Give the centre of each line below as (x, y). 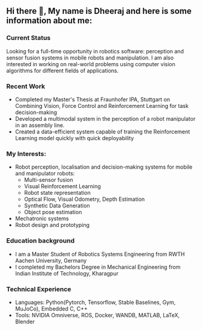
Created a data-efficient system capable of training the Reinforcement (103, 132)
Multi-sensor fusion (49, 180)
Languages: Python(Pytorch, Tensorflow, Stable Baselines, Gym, (95, 302)
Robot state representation (57, 193)
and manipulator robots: (45, 173)
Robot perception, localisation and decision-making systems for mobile (104, 167)
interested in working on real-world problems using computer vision (91, 64)
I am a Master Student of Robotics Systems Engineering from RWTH (100, 254)
